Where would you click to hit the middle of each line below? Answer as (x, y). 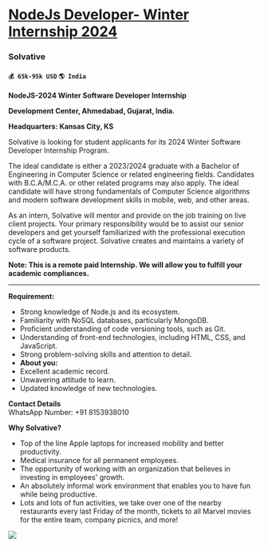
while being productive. (58, 494)
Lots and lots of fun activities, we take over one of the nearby (120, 503)
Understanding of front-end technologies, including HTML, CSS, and (132, 337)
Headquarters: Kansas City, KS (61, 126)
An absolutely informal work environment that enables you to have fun (135, 486)
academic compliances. (49, 273)
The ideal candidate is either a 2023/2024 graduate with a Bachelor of (124, 166)
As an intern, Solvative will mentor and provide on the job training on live (127, 216)
